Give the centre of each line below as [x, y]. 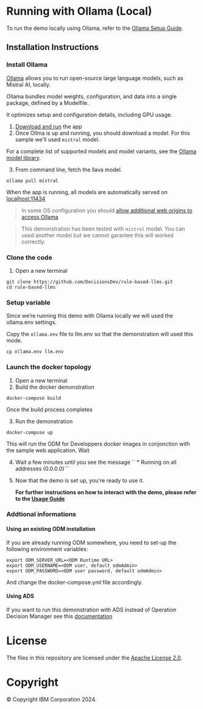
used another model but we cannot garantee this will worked [97, 235]
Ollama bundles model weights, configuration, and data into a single [91, 96]
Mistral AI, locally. [28, 84]
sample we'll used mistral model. [57, 139]
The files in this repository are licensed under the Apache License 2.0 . [94, 658]
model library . [23, 157]
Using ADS [20, 596]
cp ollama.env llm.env [35, 352]
